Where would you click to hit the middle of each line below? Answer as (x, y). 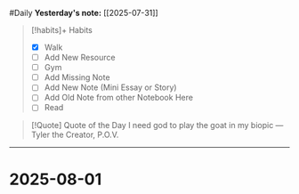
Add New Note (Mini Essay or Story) (110, 87)
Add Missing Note (77, 77)
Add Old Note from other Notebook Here (119, 98)
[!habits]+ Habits (62, 30)
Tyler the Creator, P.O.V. (75, 135)
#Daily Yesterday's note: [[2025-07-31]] (84, 13)
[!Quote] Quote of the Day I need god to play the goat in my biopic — (157, 125)
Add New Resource (80, 58)
